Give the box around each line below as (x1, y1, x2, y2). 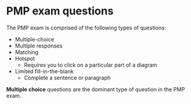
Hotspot (14, 55, 35, 62)
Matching (14, 48, 39, 55)
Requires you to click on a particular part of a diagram (23, 61, 157, 69)
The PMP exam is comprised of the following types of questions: (6, 24, 166, 31)
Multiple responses (14, 42, 63, 49)
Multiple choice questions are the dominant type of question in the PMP (6, 85, 185, 93)
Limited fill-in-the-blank (14, 67, 74, 75)
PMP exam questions (6, 4, 114, 18)
